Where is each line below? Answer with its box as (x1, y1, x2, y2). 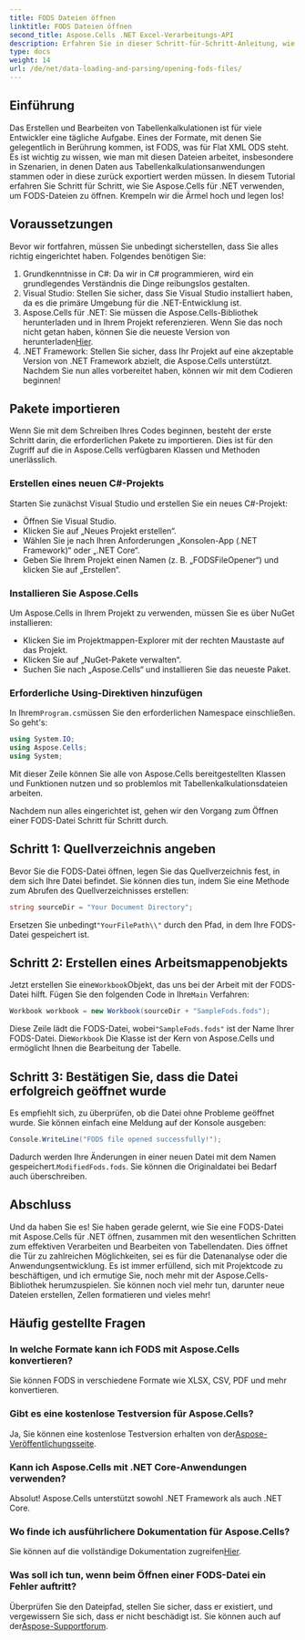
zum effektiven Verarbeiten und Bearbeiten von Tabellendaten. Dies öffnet (9, 1240, 289, 1251)
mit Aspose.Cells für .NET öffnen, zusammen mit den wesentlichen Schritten (9, 1230, 297, 1241)
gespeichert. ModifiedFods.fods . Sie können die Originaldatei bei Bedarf (9, 1160, 278, 1172)
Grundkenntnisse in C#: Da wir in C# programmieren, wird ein (22, 268, 254, 279)
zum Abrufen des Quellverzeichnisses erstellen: (9, 885, 189, 896)
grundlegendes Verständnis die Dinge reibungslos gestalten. (22, 277, 250, 288)
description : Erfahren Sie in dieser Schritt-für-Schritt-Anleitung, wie (9, 38, 296, 48)
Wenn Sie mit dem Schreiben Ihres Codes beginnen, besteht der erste (9, 425, 271, 436)
